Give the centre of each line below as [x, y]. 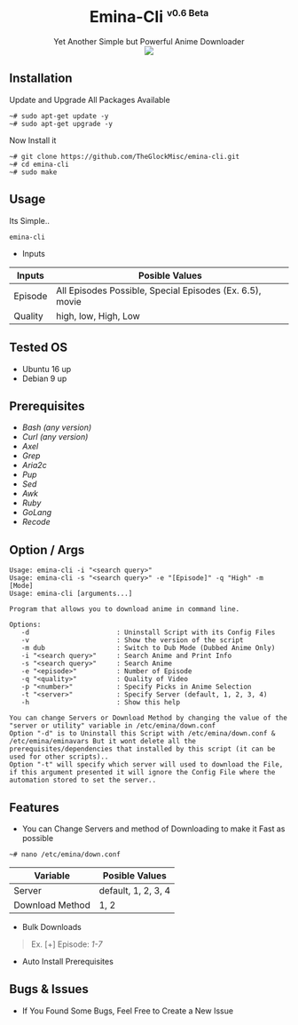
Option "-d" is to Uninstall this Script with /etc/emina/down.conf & [142, 734]
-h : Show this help [100, 703]
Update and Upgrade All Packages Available [90, 99]
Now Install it [33, 140]
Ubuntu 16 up [47, 369]
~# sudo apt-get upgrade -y [61, 123]
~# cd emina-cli [39, 164]
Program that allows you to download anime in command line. [125, 609]
